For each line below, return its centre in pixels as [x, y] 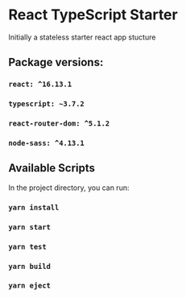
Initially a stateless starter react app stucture [82, 37]
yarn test [27, 246]
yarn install [34, 207]
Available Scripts [52, 168]
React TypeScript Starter [93, 15]
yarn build [29, 266]
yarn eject [29, 286]
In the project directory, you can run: [69, 188]
